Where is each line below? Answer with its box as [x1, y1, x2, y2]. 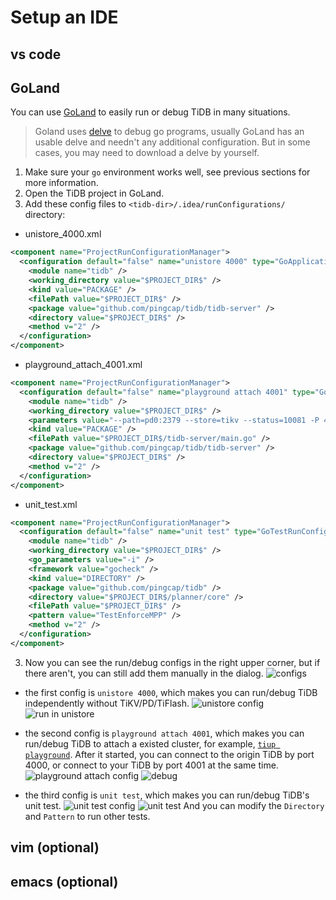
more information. [24, 177, 99, 189]
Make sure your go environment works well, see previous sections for [24, 166, 311, 178]
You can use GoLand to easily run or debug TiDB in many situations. [10, 106, 291, 118]
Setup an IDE [10, 6, 119, 29]
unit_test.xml [24, 498, 78, 510]
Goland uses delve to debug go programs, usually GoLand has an [34, 126, 305, 138]
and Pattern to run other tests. [24, 810, 151, 822]
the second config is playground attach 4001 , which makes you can [24, 727, 305, 739]
